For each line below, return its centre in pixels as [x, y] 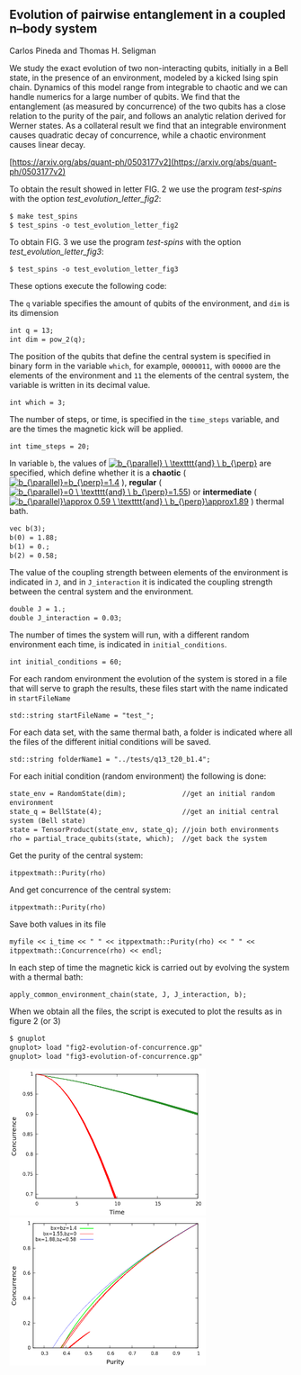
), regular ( [141, 482]
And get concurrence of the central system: [90, 890]
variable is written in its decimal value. [80, 384]
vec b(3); [28, 529]
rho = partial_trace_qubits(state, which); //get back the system [138, 838]
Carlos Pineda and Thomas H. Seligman [83, 50]
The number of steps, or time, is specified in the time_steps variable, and [145, 419]
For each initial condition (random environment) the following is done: [138, 776]
